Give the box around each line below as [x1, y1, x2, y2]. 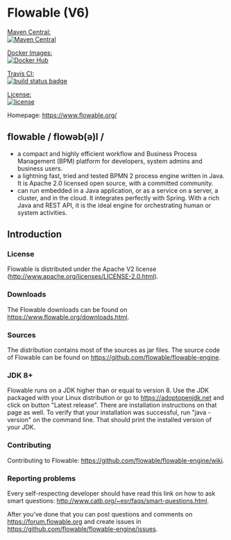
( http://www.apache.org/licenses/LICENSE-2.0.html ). [7, 272, 159, 281]
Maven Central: [7, 28, 51, 36]
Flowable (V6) [7, 5, 89, 21]
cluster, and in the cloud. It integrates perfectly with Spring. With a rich [17, 193, 220, 202]
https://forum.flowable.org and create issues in [7, 517, 142, 525]
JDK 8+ [7, 370, 33, 380]
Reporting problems [7, 473, 76, 483]
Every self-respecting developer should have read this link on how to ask [7, 489, 216, 497]
